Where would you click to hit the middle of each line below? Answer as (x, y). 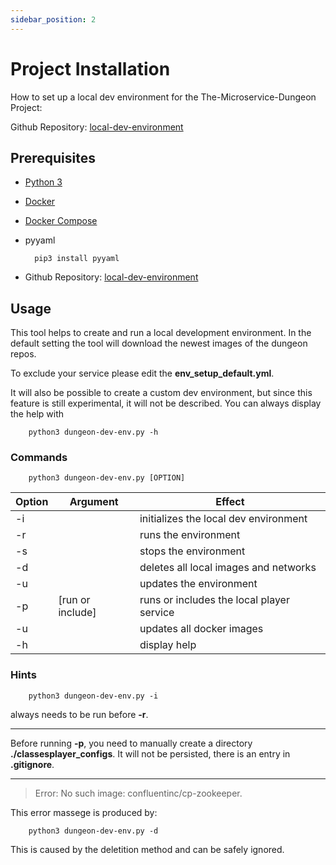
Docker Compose (61, 221)
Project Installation (90, 68)
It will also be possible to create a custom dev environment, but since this (161, 393)
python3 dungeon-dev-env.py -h (93, 432)
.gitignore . (32, 764)
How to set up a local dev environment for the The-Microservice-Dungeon (163, 97)
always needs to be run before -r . (79, 714)
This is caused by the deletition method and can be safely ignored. (147, 849)
